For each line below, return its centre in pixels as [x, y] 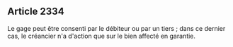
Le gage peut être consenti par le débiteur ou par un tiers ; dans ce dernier [116, 28]
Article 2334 [36, 12]
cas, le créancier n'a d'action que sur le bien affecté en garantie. [102, 36]
